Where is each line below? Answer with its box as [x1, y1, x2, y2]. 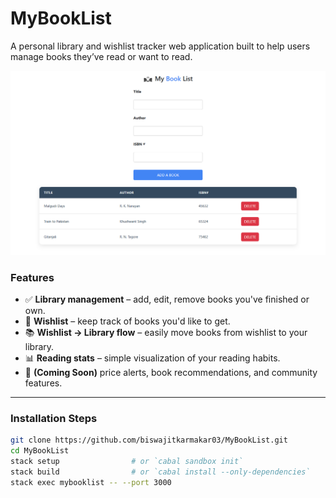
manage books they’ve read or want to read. [10, 50, 193, 62]
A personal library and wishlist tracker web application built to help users [10, 40, 311, 52]
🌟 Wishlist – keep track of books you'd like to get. [24, 315, 231, 327]
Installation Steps [10, 411, 98, 425]
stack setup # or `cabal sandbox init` [10, 457, 244, 467]
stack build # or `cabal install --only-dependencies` [10, 467, 311, 477]
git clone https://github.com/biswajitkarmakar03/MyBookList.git [10, 435, 288, 446]
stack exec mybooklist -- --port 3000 [10, 477, 172, 487]
